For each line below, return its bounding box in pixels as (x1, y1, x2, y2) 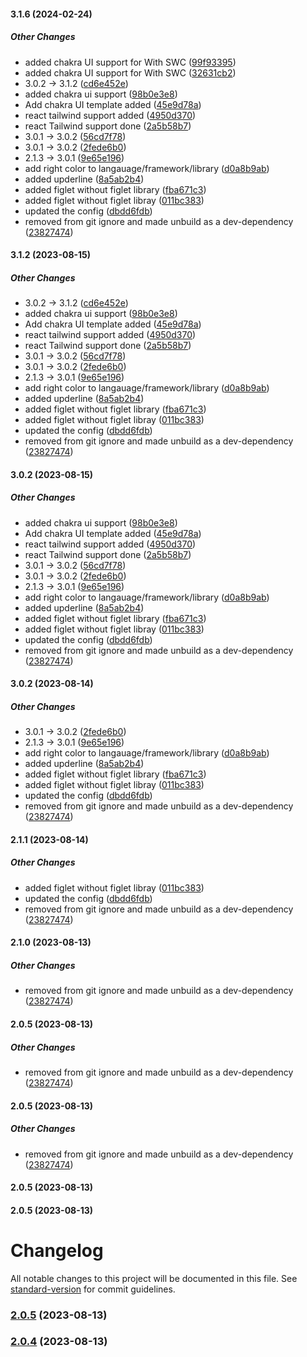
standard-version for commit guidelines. (10, 1283, 176, 1295)
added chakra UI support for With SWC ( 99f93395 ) (24, 56, 237, 68)
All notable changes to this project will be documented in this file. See (10, 1272, 298, 1284)
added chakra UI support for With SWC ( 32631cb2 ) (24, 66, 237, 79)
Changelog (10, 1239, 104, 1262)
